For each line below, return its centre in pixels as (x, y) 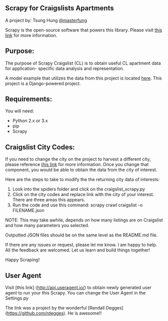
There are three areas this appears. (49, 200)
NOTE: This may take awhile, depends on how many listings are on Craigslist (84, 220)
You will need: (19, 111)
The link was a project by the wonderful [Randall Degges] (64, 308)
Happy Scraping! (22, 260)
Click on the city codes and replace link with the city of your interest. (83, 194)
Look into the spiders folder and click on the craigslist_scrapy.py (79, 189)
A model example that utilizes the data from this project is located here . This (83, 78)
